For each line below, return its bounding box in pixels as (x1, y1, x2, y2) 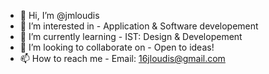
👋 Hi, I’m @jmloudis (19, 10, 100, 21)
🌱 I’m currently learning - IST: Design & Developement (19, 31, 243, 42)
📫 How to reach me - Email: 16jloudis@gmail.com (19, 53, 226, 64)
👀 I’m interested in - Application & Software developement (19, 20, 259, 32)
